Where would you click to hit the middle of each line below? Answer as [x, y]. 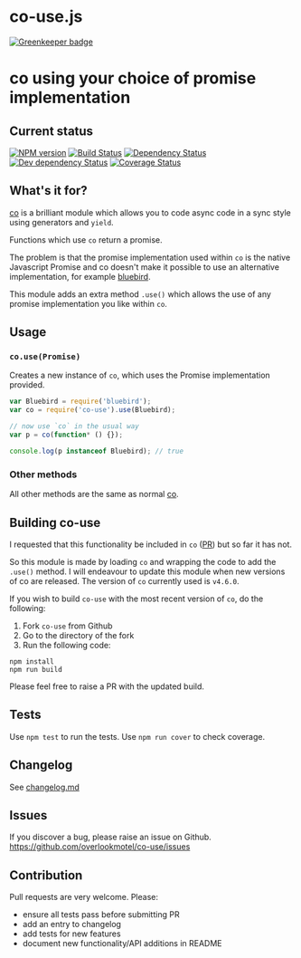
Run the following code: [66, 645]
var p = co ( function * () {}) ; [66, 435]
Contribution [46, 875]
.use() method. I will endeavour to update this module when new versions [147, 571]
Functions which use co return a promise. [86, 239]
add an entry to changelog [72, 924]
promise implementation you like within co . [88, 303]
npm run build [36, 669]
